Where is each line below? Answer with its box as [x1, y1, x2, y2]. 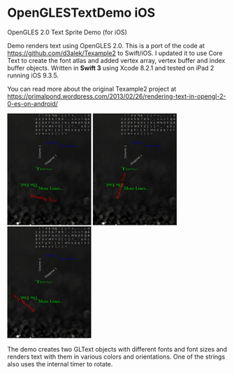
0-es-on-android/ [7, 99, 58, 107]
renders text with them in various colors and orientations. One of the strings [7, 352, 226, 361]
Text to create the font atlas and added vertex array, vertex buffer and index [7, 56, 226, 64]
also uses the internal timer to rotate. [7, 359, 113, 368]
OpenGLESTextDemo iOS [7, 5, 156, 21]
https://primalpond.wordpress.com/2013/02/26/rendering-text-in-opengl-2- [7, 92, 226, 100]
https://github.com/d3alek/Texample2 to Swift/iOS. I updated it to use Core [7, 49, 223, 57]
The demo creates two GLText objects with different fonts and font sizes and [7, 345, 228, 353]
